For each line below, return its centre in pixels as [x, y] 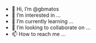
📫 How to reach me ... [38, 34]
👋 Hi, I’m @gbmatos [35, 9]
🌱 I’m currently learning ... [42, 21]
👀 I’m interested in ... [36, 15]
